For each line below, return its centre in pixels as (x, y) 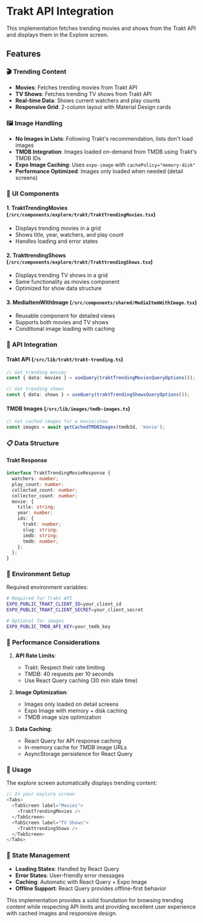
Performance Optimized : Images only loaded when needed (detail (99, 171)
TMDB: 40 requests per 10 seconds (69, 674)
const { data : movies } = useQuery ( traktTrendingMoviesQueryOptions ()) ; (101, 378)
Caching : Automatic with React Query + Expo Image (81, 881)
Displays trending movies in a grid (58, 228)
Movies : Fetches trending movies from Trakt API (76, 87)
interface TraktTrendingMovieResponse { (59, 473)
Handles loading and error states (57, 241)
